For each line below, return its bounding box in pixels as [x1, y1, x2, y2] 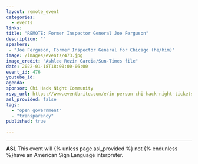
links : [6, 25, 22, 31]
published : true [6, 119, 46, 124]
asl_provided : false [6, 96, 57, 102]
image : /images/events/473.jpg [6, 53, 83, 58]
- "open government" [11, 107, 62, 113]
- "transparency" [11, 113, 54, 119]
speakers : [6, 42, 31, 48]
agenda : [6, 80, 25, 86]
